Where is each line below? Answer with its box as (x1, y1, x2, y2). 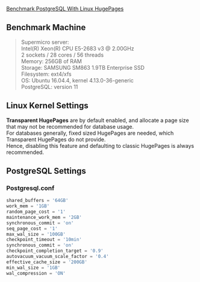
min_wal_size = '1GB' (6, 265, 61, 271)
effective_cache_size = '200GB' (6, 259, 87, 265)
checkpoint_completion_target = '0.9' (6, 248, 104, 254)
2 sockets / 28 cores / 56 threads (20, 51, 104, 58)
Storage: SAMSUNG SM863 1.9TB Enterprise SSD (20, 64, 145, 71)
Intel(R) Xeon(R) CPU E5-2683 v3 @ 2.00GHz (20, 44, 134, 52)
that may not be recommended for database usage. (6, 123, 134, 130)
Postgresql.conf (6, 183, 55, 192)
